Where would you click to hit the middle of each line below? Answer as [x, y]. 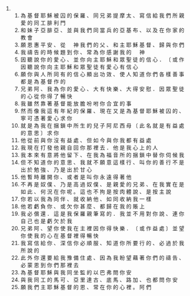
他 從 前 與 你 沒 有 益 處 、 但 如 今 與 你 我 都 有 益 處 [86, 140]
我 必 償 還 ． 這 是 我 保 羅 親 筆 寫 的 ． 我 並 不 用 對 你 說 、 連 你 [102, 213]
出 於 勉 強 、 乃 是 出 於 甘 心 [56, 169]
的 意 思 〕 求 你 [40, 133]
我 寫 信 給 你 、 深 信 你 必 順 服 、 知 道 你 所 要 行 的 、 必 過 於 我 [102, 243]
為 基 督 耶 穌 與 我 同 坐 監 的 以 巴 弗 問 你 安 [76, 272]
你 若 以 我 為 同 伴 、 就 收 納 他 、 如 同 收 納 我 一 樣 [86, 199]
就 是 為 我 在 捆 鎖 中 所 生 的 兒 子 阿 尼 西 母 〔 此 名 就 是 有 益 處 [102, 125]
